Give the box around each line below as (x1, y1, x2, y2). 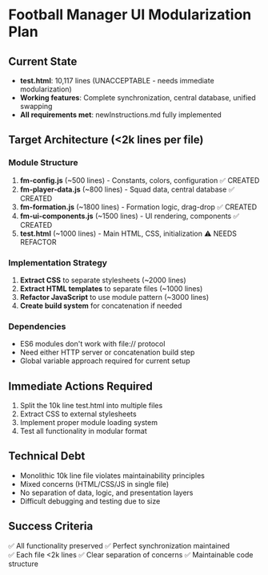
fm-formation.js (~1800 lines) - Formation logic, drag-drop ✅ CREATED (19, 202, 258, 212)
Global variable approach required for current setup (19, 356, 190, 366)
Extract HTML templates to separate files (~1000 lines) (19, 283, 203, 294)
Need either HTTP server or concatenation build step (19, 347, 195, 358)
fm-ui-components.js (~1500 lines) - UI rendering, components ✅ (19, 211, 240, 221)
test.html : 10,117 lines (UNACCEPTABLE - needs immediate (19, 76, 214, 85)
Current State (8, 55, 78, 68)
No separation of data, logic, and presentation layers (19, 488, 194, 497)
